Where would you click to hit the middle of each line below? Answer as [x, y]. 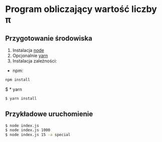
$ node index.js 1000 [28, 130]
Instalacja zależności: [35, 61]
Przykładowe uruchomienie [49, 114]
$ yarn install [21, 98]
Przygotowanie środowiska [49, 38]
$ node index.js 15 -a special [38, 135]
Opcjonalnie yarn [30, 55]
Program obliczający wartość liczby [81, 9]
